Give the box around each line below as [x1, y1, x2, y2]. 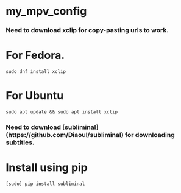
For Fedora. [5, 49, 65, 62]
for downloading [125, 130, 175, 139]
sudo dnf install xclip [5, 69, 66, 75]
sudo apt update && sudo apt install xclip [5, 108, 118, 115]
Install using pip [5, 161, 88, 175]
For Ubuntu [5, 89, 64, 103]
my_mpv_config [5, 4, 87, 18]
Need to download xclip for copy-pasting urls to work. [5, 26, 169, 35]
